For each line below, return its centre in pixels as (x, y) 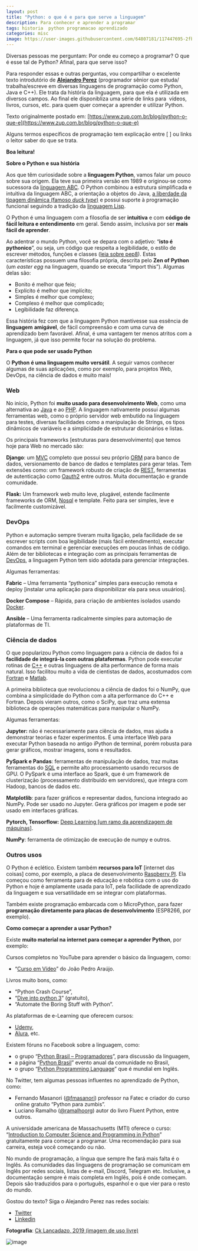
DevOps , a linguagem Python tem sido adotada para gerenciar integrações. (98, 560)
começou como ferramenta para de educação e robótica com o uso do (92, 880)
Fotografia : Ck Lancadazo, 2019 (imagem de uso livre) (72, 1231)
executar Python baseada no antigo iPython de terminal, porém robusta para (99, 743)
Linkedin (25, 1219)
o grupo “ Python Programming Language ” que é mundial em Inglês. (97, 1069)
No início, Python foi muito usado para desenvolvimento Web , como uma (96, 403)
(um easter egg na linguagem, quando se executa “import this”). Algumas (95, 267)
